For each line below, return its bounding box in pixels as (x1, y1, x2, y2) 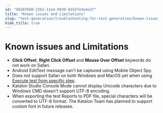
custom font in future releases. (12, 103, 74, 109)
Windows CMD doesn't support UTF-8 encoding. (12, 88, 111, 94)
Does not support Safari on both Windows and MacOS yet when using (12, 73, 152, 79)
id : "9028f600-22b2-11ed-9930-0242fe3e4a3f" (5, 7, 97, 12)
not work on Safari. (12, 62, 50, 68)
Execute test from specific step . (12, 78, 76, 84)
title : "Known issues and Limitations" (5, 12, 86, 16)
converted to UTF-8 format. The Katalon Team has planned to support (12, 99, 153, 104)
